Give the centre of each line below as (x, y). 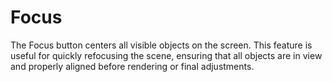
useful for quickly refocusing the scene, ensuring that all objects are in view (166, 55)
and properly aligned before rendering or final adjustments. (132, 66)
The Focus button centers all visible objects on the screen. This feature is (161, 45)
